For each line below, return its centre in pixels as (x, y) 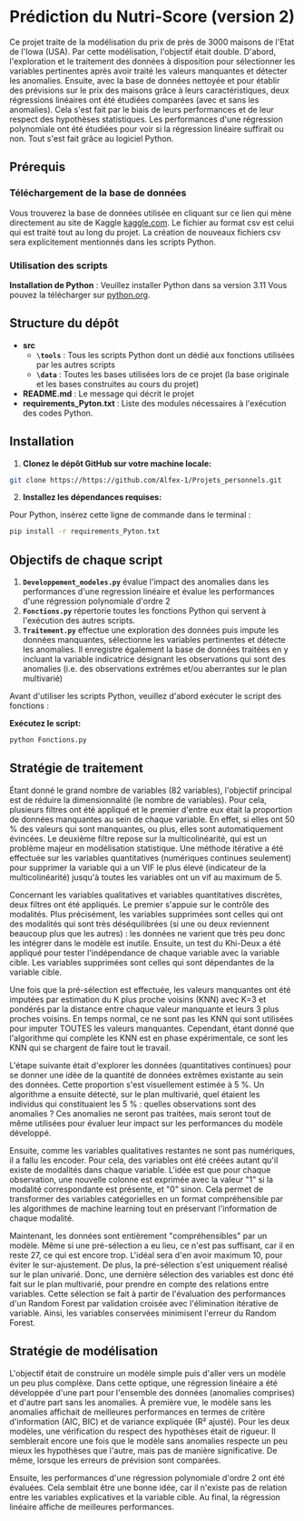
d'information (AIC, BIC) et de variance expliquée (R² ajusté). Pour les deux (150, 1421)
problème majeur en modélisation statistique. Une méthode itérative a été (147, 848)
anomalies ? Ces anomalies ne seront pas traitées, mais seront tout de (140, 1113)
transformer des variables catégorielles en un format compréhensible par (147, 1198)
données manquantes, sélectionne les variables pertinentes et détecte (154, 640)
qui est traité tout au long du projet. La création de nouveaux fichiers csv (145, 232)
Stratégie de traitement (76, 769)
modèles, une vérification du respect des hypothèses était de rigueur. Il (143, 1431)
